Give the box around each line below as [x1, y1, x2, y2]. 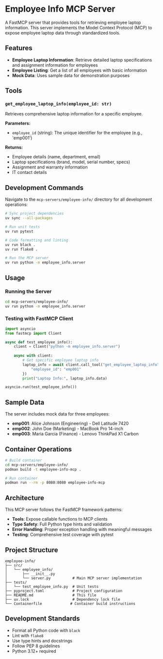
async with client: [14, 353, 53, 358]
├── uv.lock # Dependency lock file [5, 597, 120, 602]
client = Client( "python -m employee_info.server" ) [14, 344, 120, 349]
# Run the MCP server [5, 256, 49, 261]
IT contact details [12, 169, 47, 175]
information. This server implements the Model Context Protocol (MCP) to [5, 24, 152, 30]
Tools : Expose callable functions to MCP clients [12, 516, 108, 522]
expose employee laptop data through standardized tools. [5, 30, 120, 36]
